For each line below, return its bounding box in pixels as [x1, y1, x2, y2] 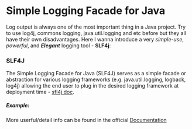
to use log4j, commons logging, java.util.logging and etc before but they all [6, 29, 186, 36]
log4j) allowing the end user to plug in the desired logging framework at [6, 82, 179, 89]
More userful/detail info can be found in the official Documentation [6, 117, 167, 124]
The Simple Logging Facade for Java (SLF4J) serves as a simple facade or [6, 70, 186, 77]
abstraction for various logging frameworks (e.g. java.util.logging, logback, [6, 76, 186, 83]
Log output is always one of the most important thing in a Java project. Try [6, 23, 186, 30]
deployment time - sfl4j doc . [6, 89, 74, 96]
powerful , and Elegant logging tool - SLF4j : [6, 42, 111, 49]
